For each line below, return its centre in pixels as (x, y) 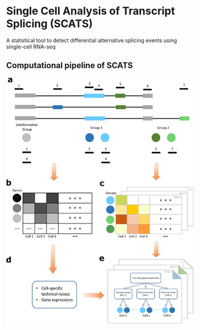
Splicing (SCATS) (50, 24)
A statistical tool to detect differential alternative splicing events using (92, 40)
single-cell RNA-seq (31, 47)
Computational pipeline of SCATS (70, 66)
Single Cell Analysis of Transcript (90, 11)
